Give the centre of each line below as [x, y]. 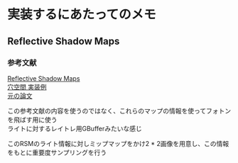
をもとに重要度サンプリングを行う [57, 152]
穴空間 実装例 [27, 86]
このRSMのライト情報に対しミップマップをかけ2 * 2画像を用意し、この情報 [118, 143]
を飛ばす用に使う [32, 119]
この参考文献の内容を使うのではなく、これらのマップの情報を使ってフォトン [119, 111]
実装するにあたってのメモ [82, 15]
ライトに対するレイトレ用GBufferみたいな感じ [75, 128]
